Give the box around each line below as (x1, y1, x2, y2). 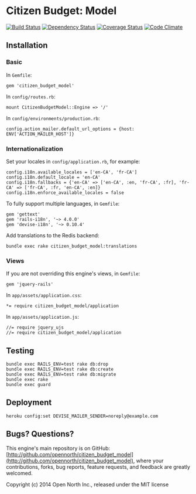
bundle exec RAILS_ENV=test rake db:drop (6, 362, 109, 367)
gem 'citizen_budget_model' (6, 83, 75, 88)
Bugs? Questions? (6, 429, 74, 439)
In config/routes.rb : (6, 93, 56, 100)
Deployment (6, 397, 52, 408)
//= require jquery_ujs (6, 325, 64, 331)
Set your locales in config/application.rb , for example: (6, 158, 140, 165)
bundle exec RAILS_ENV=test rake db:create (6, 366, 114, 373)
